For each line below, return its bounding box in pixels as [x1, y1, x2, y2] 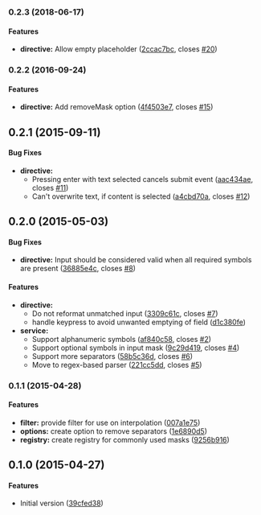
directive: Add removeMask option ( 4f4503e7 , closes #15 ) [19, 102, 214, 112]
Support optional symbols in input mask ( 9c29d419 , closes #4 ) [31, 343, 240, 352]
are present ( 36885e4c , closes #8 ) [19, 264, 137, 274]
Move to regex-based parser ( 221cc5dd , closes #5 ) [31, 360, 202, 369]
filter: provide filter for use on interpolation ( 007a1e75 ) [19, 418, 201, 427]
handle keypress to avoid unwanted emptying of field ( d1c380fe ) [31, 317, 247, 327]
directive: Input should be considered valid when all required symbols [19, 255, 252, 265]
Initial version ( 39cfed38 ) [19, 498, 104, 509]
